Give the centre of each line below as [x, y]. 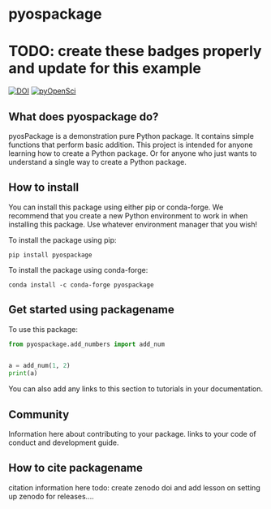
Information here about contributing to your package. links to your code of [133, 434]
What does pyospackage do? [84, 116]
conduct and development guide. [64, 442]
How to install [44, 188]
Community [39, 414]
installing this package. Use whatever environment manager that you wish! [133, 224]
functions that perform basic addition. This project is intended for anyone [131, 145]
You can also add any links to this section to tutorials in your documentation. [136, 389]
